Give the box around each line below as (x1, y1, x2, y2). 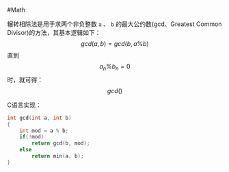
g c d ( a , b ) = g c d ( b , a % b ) (81, 40, 149, 47)
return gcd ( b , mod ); (31, 140, 90, 147)
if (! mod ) (19, 134, 44, 140)
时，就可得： (7, 75, 43, 84)
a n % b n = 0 (98, 62, 131, 72)
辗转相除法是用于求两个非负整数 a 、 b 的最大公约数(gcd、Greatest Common (7, 20, 222, 28)
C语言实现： (7, 101, 42, 109)
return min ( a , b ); (31, 153, 84, 160)
